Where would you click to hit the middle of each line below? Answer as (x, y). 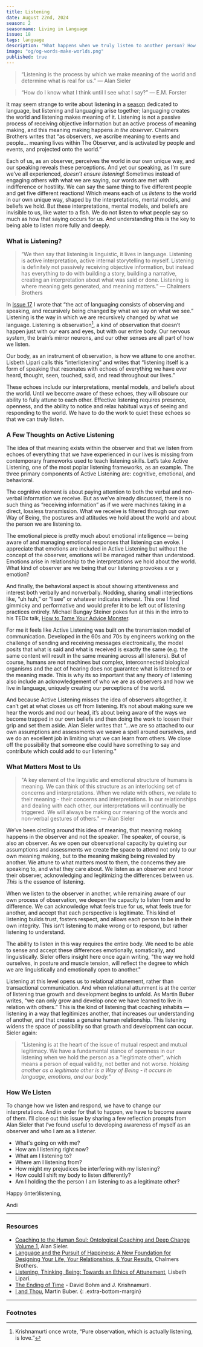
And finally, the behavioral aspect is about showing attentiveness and (93, 586)
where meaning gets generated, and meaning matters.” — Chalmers (106, 286)
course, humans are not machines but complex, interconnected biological (98, 662)
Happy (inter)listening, (34, 1193)
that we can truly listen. (35, 419)
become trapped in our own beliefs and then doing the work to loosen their (100, 719)
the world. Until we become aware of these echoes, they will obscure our (97, 393)
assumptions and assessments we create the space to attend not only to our (101, 850)
